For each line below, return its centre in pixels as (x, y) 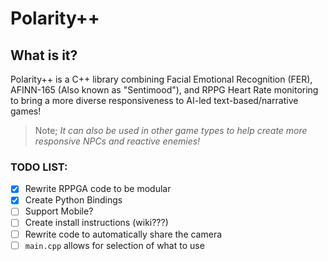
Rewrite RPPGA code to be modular (98, 189)
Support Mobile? (59, 211)
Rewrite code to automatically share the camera (123, 234)
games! (26, 111)
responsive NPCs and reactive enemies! (117, 141)
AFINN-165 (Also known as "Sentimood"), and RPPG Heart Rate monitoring (164, 90)
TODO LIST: (39, 167)
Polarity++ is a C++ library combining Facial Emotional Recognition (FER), (161, 79)
